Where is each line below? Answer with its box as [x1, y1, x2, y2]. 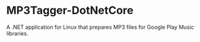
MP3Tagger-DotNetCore [6, 4, 134, 17]
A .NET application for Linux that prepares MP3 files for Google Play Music [6, 23, 194, 31]
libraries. [6, 29, 29, 37]
